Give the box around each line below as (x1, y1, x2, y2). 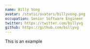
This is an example (5, 38, 43, 44)
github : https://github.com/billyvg (5, 25, 79, 30)
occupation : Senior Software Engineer (5, 16, 83, 21)
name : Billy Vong (5, 7, 40, 12)
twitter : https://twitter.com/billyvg (5, 20, 83, 26)
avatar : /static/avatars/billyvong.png (5, 12, 86, 16)
